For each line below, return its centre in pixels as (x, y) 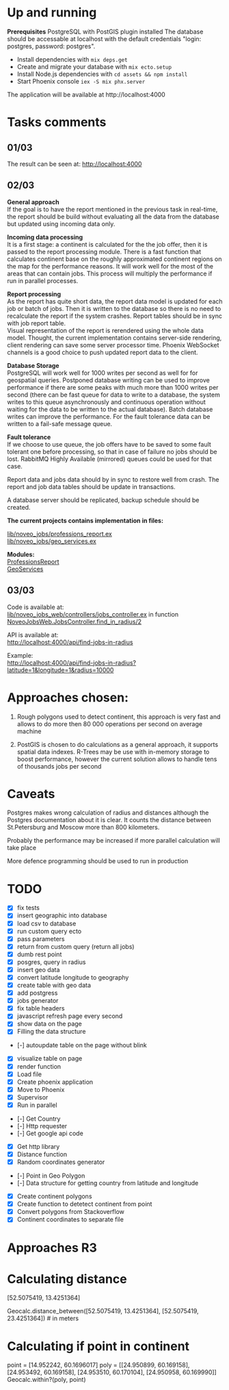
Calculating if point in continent (98, 1346)
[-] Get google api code (50, 1133)
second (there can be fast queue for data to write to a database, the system (113, 395)
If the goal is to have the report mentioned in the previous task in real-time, (112, 209)
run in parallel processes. (43, 281)
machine (29, 731)
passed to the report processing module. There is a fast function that (104, 251)
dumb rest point (39, 954)
